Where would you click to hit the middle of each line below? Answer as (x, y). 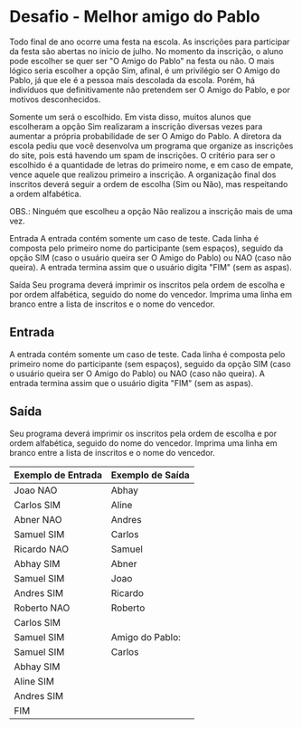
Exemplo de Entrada (58, 475)
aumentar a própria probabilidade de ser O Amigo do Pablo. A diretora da (146, 136)
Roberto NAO (42, 608)
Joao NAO (36, 490)
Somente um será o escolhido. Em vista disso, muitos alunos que (130, 117)
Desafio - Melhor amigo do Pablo (135, 17)
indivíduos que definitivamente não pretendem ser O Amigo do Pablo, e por (150, 90)
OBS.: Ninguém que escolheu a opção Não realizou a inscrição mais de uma (151, 211)
